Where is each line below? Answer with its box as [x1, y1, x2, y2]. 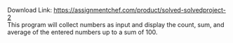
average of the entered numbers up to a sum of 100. [7, 28, 158, 36]
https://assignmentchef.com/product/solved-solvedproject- [53, 6, 226, 14]
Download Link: [7, 6, 53, 14]
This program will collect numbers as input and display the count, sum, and [7, 21, 225, 28]
